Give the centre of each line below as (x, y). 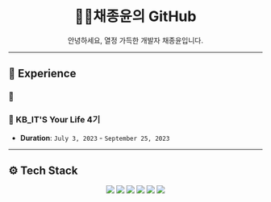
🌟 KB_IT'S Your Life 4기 (54, 120)
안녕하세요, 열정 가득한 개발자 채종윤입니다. (135, 40)
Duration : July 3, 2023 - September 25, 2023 (95, 138)
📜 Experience (42, 74)
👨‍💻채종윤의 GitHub (135, 16)
